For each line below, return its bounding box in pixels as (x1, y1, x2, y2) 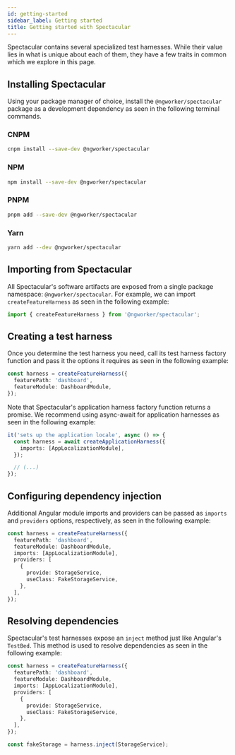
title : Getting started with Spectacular (7, 23, 131, 30)
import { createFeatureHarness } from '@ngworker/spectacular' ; (7, 311, 200, 318)
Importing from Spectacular (7, 263, 132, 275)
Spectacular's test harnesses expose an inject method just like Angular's (7, 634, 222, 643)
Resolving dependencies (7, 615, 119, 627)
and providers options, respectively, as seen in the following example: (7, 516, 211, 525)
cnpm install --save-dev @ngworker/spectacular (7, 145, 150, 153)
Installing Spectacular (7, 78, 106, 90)
